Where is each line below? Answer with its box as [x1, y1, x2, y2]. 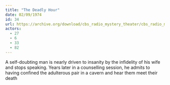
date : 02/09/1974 [5, 12, 42, 17]
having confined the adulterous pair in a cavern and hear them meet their [5, 69, 158, 76]
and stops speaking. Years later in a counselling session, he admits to [5, 64, 150, 70]
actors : [5, 26, 22, 31]
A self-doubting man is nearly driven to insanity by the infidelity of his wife [5, 59, 160, 65]
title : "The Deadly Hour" [5, 7, 60, 13]
